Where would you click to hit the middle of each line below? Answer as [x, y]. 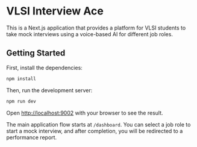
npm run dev [21, 101]
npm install [21, 79]
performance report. [32, 137]
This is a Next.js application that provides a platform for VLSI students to [96, 28]
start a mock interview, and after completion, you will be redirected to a [95, 131]
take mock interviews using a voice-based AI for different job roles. [90, 34]
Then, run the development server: [49, 90]
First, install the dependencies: [44, 67]
